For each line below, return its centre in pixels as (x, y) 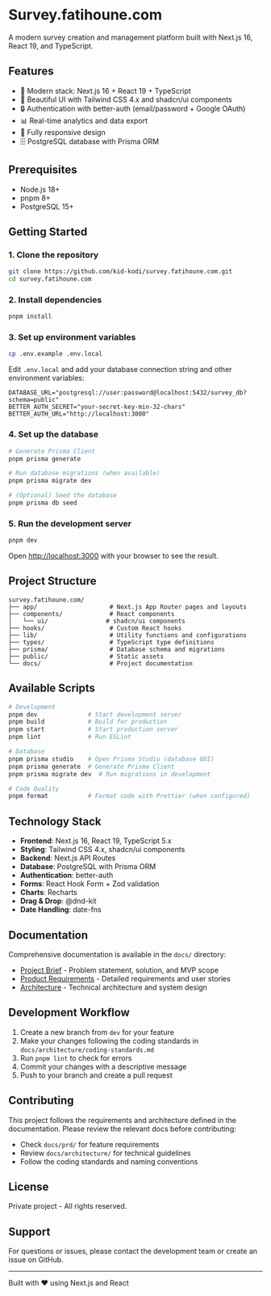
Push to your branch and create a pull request (96, 1075)
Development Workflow (69, 1013)
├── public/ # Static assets (86, 656)
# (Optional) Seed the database (63, 496)
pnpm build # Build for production (88, 722)
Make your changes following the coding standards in (109, 1041)
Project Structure (52, 581)
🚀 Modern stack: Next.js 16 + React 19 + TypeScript (105, 91)
